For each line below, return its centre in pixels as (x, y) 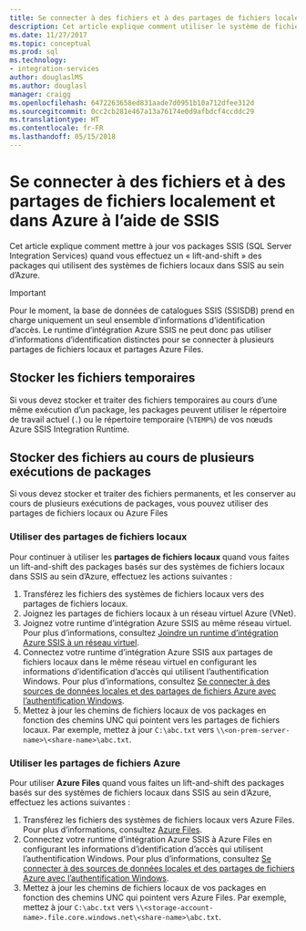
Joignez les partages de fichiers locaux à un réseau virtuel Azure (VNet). (159, 613)
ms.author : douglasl (49, 86)
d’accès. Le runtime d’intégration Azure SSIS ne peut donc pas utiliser (141, 330)
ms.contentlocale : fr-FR (56, 129)
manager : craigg (40, 94)
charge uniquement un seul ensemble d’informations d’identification (138, 319)
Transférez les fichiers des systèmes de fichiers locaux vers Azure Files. (158, 820)
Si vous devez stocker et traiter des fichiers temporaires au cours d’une (143, 400)
